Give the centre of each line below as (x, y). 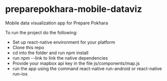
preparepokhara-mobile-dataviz (74, 9)
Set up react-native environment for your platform (64, 42)
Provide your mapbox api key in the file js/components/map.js (76, 63)
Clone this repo (28, 47)
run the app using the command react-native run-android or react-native (87, 69)
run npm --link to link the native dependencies (60, 58)
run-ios (20, 74)
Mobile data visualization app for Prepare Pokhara (57, 23)
